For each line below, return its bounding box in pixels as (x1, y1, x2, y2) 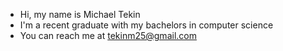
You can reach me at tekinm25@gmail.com (19, 30, 197, 41)
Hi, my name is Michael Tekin (19, 9, 141, 20)
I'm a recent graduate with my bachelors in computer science (19, 19, 274, 31)
